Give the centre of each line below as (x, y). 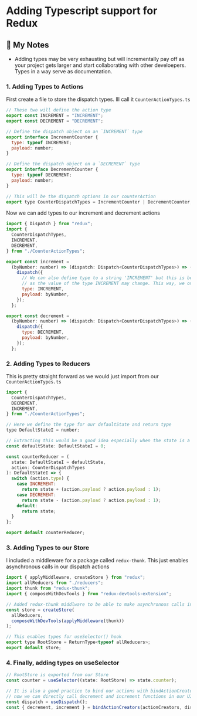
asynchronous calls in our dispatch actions (58, 566)
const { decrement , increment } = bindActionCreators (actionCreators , (94, 707)
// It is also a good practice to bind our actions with (77, 691)
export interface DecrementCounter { (52, 169)
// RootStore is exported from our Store (57, 675)
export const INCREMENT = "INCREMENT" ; (55, 116)
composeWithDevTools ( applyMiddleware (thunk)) (68, 621)
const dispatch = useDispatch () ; (47, 702)
